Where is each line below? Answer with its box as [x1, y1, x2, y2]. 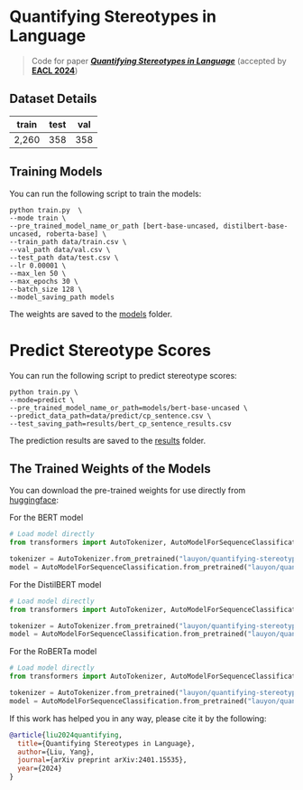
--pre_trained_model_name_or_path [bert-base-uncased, [9, 221, 220, 230]
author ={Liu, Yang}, [17, 748, 95, 757]
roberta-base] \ [45, 229, 106, 239]
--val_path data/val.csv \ [9, 245, 111, 254]
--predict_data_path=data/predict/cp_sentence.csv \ [9, 411, 212, 420]
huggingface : [9, 494, 60, 505]
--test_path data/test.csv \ [9, 253, 119, 262]
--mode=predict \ [9, 395, 75, 404]
